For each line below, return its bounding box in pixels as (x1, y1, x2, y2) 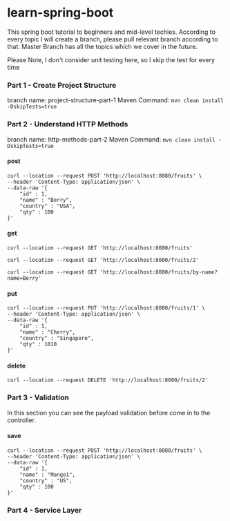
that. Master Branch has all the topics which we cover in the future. (7, 42, 198, 50)
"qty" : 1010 (19, 341, 57, 348)
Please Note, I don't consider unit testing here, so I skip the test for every (7, 55, 215, 64)
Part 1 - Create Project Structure (7, 80, 117, 90)
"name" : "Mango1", (19, 471, 76, 478)
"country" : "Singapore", (19, 335, 95, 342)
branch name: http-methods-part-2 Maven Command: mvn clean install (7, 135, 215, 143)
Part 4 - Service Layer (7, 505, 82, 515)
